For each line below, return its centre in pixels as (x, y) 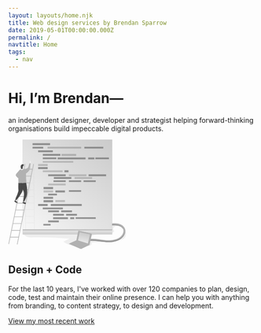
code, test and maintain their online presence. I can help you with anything (129, 297)
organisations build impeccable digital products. (86, 128)
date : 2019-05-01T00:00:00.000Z (61, 30)
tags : (17, 52)
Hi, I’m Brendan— (66, 98)
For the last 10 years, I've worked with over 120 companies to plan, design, (129, 289)
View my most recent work (51, 320)
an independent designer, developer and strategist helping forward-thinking (131, 120)
